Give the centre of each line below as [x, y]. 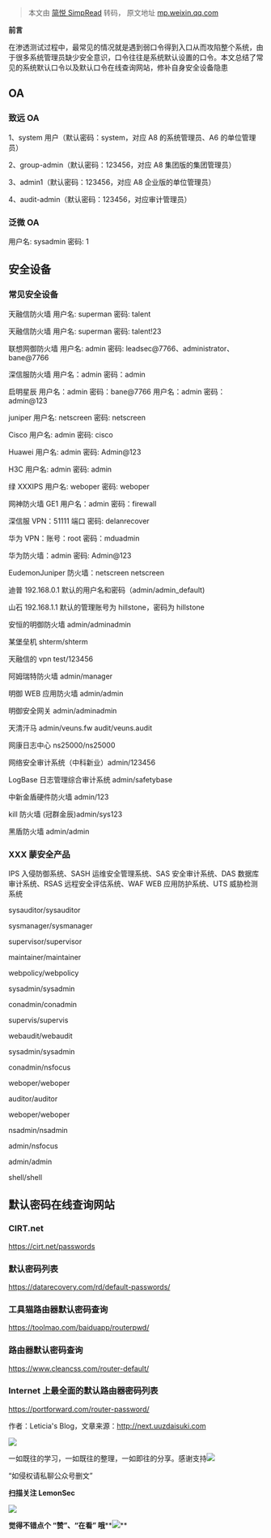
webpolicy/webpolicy [44, 972]
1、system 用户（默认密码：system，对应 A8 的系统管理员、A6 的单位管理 [132, 137]
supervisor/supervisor [45, 941]
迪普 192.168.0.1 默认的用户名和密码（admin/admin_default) [107, 590]
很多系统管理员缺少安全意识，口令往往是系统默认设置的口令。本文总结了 [135, 57]
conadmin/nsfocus [40, 1067]
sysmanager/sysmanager [51, 925]
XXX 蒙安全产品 [39, 854]
